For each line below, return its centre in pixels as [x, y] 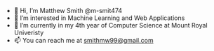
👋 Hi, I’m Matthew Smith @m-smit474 [68, 11]
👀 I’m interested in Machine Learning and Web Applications [99, 18]
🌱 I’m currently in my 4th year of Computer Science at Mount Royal [111, 25]
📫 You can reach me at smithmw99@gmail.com [83, 40]
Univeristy [29, 32]
